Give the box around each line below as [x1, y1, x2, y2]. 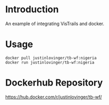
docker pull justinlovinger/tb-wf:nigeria [5, 55, 97, 60]
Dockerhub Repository [5, 77, 103, 89]
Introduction [5, 4, 59, 15]
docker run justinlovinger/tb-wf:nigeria [5, 60, 95, 65]
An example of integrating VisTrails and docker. [5, 20, 104, 27]
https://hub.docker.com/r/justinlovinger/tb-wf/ [5, 94, 102, 100]
